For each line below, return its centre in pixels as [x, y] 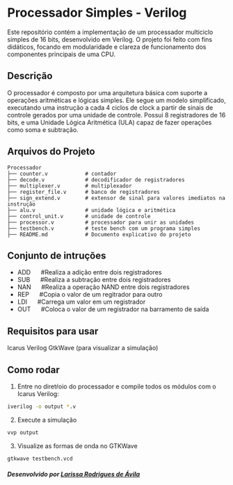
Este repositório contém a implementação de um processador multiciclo [110, 32]
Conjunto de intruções [57, 255]
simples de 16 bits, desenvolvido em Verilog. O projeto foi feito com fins [110, 39]
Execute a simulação [47, 420]
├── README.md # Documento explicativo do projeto [99, 234]
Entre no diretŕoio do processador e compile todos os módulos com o [117, 386]
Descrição [30, 76]
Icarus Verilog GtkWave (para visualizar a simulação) [83, 348]
